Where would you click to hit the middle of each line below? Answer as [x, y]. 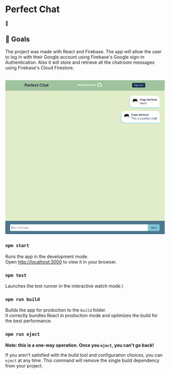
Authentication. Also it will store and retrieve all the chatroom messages [80, 62]
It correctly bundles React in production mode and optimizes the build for [81, 316]
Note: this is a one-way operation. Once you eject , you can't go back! [80, 345]
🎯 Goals [18, 39]
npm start [17, 246]
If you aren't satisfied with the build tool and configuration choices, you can [84, 355]
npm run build [23, 300]
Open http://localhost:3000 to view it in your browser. [61, 261]
